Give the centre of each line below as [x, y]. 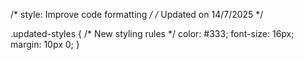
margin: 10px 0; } [45, 44]
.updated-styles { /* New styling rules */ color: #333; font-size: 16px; [152, 33]
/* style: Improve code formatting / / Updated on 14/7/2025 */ [137, 14]
